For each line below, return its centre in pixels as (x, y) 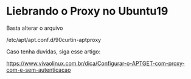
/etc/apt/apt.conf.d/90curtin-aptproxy (54, 39)
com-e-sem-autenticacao (39, 70)
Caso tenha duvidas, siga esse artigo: (54, 51)
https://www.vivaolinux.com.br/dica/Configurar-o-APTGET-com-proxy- (96, 63)
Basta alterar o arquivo (35, 28)
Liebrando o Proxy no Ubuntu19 (87, 11)
